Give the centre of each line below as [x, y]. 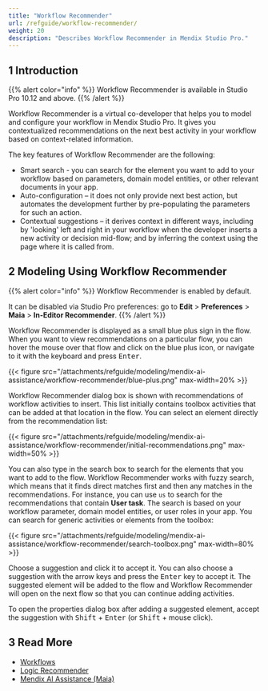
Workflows [38, 661]
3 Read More [41, 643]
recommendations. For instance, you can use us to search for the [115, 494]
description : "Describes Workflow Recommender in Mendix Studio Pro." [128, 38]
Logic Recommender [54, 670]
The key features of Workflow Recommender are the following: [112, 155]
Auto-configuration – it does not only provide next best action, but [128, 196]
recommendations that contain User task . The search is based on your [125, 503]
